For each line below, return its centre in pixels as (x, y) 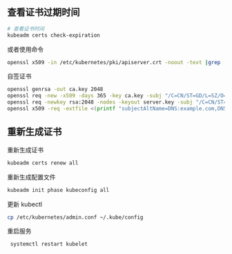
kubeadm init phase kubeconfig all (58, 190)
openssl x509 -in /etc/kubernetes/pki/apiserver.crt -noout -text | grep (114, 62)
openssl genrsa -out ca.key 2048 (55, 89)
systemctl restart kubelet (49, 244)
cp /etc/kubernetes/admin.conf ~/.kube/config (75, 217)
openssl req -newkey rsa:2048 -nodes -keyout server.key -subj (100, 102)
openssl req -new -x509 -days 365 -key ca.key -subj (85, 96)
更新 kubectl (25, 204)
